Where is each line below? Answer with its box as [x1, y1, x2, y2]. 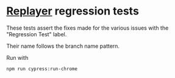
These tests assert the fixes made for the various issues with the [6, 24, 169, 31]
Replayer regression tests [6, 4, 139, 18]
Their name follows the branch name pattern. [6, 42, 120, 50]
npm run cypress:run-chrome [6, 65, 78, 72]
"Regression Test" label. [6, 30, 67, 37]
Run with [6, 54, 29, 61]
